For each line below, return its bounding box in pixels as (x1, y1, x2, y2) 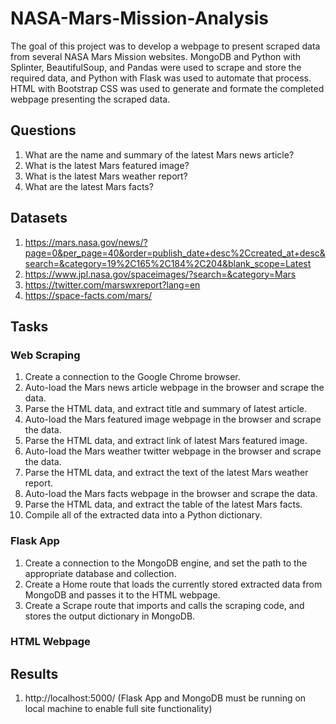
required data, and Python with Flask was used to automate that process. (10, 72, 312, 84)
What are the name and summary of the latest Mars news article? (24, 148, 295, 161)
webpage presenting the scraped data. (10, 93, 171, 105)
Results (10, 665, 59, 682)
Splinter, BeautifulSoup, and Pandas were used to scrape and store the (10, 61, 302, 73)
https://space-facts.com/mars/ (24, 289, 153, 301)
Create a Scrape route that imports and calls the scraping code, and (24, 599, 305, 611)
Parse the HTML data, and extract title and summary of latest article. (24, 403, 308, 415)
